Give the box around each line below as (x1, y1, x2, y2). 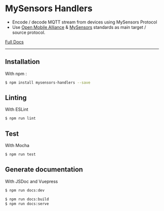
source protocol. (12, 29, 45, 35)
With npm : (5, 70, 27, 76)
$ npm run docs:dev (5, 188, 45, 193)
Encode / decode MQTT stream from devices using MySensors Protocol (12, 19, 157, 25)
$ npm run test (5, 152, 36, 157)
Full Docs (5, 39, 24, 44)
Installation (5, 58, 40, 66)
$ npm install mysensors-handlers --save (5, 80, 91, 85)
